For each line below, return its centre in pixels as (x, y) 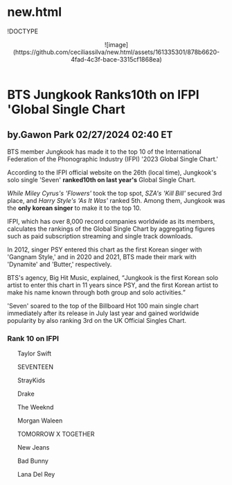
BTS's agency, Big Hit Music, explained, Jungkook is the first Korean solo (113, 277)
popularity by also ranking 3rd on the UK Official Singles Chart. (97, 320)
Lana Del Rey (36, 475)
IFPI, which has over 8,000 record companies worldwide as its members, (111, 221)
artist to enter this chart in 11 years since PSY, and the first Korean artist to (113, 285)
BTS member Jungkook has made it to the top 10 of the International (105, 151)
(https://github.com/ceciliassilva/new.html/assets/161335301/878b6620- (116, 52)
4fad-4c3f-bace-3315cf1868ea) (116, 59)
